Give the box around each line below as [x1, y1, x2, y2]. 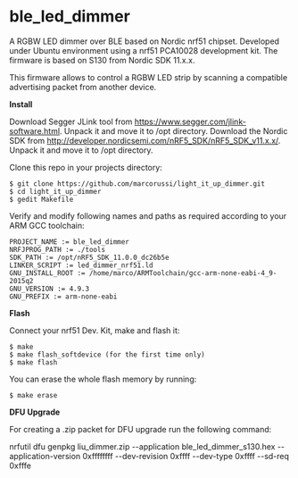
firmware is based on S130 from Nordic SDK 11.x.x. [9, 55, 195, 65]
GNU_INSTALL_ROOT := [9, 268, 87, 278]
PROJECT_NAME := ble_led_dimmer [9, 237, 129, 247]
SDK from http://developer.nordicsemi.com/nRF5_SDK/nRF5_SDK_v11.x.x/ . [9, 135, 281, 146]
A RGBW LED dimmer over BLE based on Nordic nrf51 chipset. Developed [9, 36, 279, 46]
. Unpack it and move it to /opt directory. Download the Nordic [59, 125, 288, 136]
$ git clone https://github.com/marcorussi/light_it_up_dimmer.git [9, 179, 266, 189]
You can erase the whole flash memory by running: [9, 373, 197, 384]
